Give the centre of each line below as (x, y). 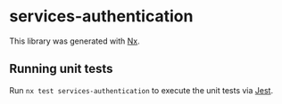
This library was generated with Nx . (75, 41)
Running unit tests (61, 69)
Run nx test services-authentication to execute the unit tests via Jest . (141, 90)
